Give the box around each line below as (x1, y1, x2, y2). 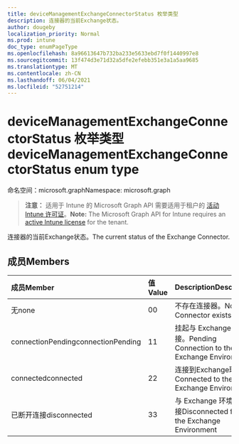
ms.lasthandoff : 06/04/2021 (7, 76, 91, 84)
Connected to (174, 374, 221, 384)
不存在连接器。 (174, 301, 225, 310)
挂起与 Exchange (174, 323, 231, 332)
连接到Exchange (174, 365, 230, 374)
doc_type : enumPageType (7, 43, 78, 50)
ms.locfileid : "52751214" (7, 83, 84, 90)
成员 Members (7, 255, 70, 267)
